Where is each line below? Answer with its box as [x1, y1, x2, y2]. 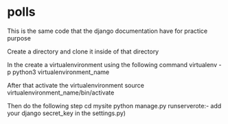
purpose [7, 34, 31, 42]
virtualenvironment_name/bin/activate [7, 88, 115, 97]
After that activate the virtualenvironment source [7, 81, 144, 89]
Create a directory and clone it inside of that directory [7, 47, 159, 55]
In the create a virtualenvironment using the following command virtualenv [7, 60, 218, 69]
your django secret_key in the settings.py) [7, 109, 126, 117]
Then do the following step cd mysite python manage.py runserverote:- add [7, 101, 222, 110]
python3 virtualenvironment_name [12, 68, 110, 76]
